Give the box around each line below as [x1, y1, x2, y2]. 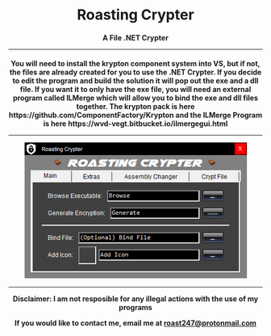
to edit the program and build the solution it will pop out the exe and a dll [12, 76, 259, 86]
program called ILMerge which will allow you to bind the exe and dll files [12, 93, 259, 103]
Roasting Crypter [76, 6, 195, 24]
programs [119, 303, 152, 313]
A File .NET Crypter [102, 32, 169, 42]
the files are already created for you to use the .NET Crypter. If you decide [9, 67, 262, 78]
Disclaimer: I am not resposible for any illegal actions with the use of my [12, 294, 259, 304]
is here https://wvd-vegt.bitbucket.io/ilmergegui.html [43, 119, 228, 128]
